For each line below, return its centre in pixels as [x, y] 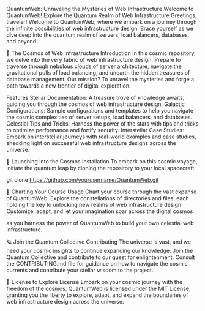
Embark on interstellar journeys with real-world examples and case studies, [101, 137]
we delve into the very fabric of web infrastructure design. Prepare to [94, 60]
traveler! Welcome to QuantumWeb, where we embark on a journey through [102, 22]
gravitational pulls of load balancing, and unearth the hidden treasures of [98, 73]
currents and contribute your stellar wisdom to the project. [80, 270]
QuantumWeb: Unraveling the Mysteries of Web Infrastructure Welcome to [100, 9]
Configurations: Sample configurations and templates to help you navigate [100, 111]
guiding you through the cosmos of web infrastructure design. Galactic [96, 104]
